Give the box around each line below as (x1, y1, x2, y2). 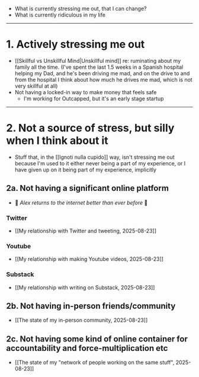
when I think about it (6, 134, 108, 148)
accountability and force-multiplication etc (6, 343, 168, 353)
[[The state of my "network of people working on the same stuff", (14, 359, 175, 366)
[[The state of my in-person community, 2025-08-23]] (14, 317, 148, 324)
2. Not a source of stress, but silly (6, 122, 175, 135)
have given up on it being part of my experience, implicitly (14, 166, 157, 173)
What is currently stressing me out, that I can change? (14, 5, 147, 12)
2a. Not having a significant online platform (6, 183, 169, 193)
